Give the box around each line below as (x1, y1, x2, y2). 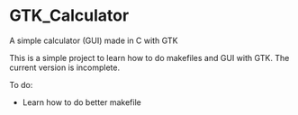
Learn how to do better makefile (22, 96, 141, 108)
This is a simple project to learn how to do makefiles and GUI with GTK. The (9, 52, 290, 63)
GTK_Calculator (9, 5, 130, 26)
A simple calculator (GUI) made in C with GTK (9, 35, 178, 46)
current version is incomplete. (9, 62, 120, 73)
